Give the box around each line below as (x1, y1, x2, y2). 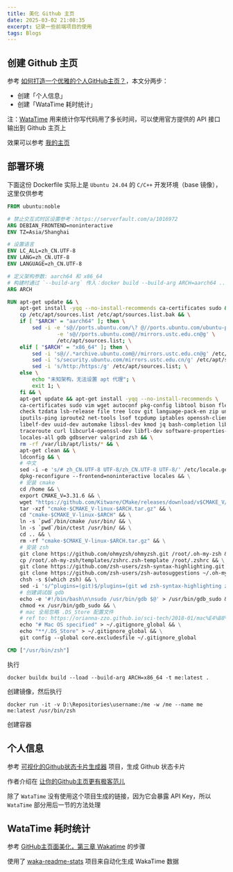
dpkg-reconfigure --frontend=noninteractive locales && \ (19, 473, 191, 480)
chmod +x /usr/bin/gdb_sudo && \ (19, 602, 116, 609)
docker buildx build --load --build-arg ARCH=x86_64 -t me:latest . (7, 674, 209, 681)
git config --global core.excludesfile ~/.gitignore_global (19, 634, 197, 641)
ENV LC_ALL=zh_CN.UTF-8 (7, 247, 76, 254)
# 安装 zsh (19, 543, 49, 551)
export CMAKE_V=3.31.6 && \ (19, 492, 101, 499)
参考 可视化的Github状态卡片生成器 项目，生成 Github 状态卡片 (7, 762, 186, 771)
